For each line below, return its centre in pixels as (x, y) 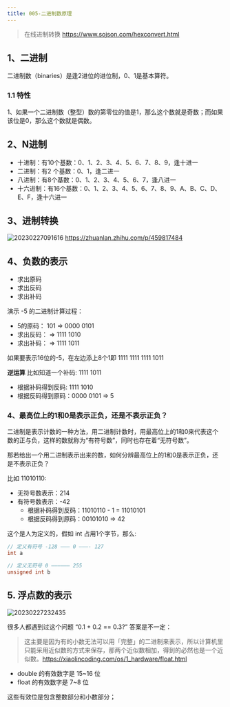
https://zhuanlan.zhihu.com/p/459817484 (124, 238)
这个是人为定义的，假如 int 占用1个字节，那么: (72, 534)
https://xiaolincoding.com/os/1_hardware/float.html (115, 659)
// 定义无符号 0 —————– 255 (45, 566)
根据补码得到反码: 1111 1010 (55, 387)
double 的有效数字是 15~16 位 (59, 673)
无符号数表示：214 (43, 493)
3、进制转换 (33, 221)
